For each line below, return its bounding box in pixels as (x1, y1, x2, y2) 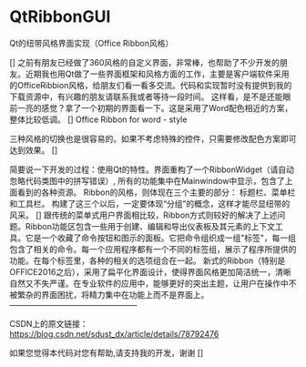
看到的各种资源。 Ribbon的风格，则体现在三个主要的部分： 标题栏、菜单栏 (16, 187, 296, 198)
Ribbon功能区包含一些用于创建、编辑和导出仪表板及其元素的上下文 (25, 220, 276, 231)
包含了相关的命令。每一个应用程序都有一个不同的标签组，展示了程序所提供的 (9, 243, 297, 254)
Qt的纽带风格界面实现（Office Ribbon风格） (9, 37, 174, 48)
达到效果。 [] (9, 144, 58, 156)
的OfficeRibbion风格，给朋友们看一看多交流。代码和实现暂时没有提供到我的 (9, 79, 292, 90)
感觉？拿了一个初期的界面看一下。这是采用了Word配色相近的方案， (40, 102, 293, 113)
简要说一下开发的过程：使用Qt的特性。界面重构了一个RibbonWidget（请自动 (9, 164, 294, 175)
